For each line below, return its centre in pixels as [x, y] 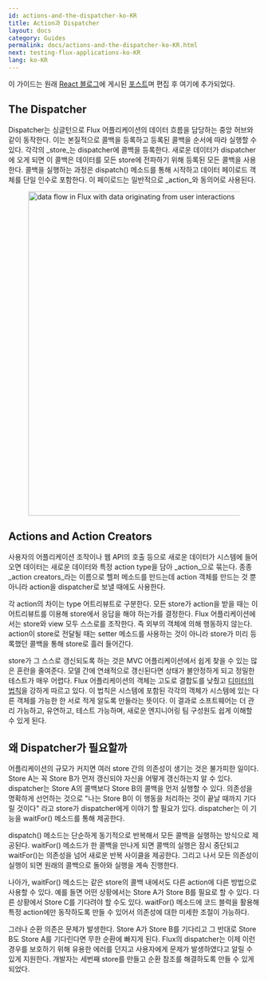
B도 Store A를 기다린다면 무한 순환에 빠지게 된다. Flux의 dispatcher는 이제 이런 [132, 939]
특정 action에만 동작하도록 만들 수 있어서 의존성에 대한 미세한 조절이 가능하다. [129, 912]
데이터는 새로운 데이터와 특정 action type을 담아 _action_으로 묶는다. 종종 [138, 567]
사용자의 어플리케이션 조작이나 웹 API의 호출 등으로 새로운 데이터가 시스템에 [126, 556]
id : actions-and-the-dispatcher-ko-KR [73, 16]
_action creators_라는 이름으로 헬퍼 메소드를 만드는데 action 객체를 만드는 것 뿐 [132, 576]
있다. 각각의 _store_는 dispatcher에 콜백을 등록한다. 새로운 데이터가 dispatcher [132, 149]
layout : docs [30, 30]
